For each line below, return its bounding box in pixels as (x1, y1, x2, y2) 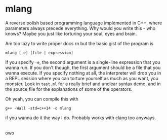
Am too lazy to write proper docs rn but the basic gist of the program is (5, 40, 154, 46)
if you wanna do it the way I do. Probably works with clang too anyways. (5, 115, 156, 121)
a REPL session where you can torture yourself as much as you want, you (5, 75, 158, 81)
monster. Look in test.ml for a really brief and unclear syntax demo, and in (5, 81, 161, 87)
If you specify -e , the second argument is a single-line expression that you (5, 59, 160, 65)
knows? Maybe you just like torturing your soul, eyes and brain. (5, 30, 137, 37)
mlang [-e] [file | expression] (5, 50, 73, 55)
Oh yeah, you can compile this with (5, 96, 78, 102)
